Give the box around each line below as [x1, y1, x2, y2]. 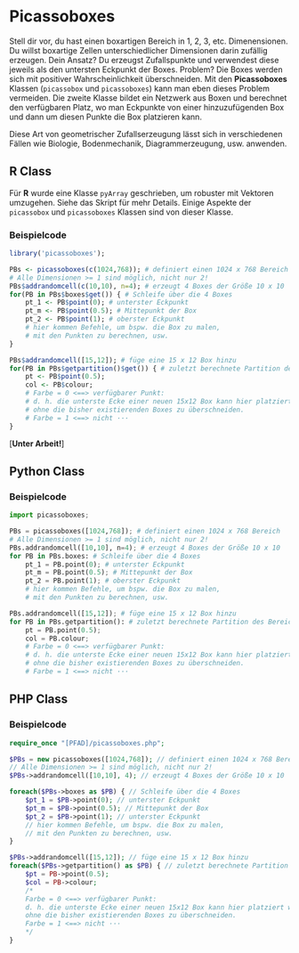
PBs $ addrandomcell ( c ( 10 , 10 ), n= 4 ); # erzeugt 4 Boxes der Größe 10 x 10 [9, 281, 285, 290]
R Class [9, 164, 52, 179]
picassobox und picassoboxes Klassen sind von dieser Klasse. [9, 207, 234, 217]
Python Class [9, 463, 85, 478]
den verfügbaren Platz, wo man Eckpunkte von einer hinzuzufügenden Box [9, 102, 285, 112]
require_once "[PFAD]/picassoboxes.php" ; [9, 738, 166, 747]
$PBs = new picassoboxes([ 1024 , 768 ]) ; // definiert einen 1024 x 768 [9, 754, 273, 763]
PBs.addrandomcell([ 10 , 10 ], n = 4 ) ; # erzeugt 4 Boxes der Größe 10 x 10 [9, 543, 280, 552]
